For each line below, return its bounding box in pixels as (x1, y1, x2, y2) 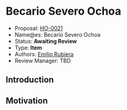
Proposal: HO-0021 (14, 24, 64, 32)
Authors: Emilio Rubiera (14, 50, 74, 57)
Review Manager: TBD (14, 57, 71, 64)
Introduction (5, 75, 54, 85)
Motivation (5, 95, 48, 106)
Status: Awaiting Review (14, 37, 77, 45)
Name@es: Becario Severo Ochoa (14, 31, 101, 38)
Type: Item (14, 44, 42, 51)
